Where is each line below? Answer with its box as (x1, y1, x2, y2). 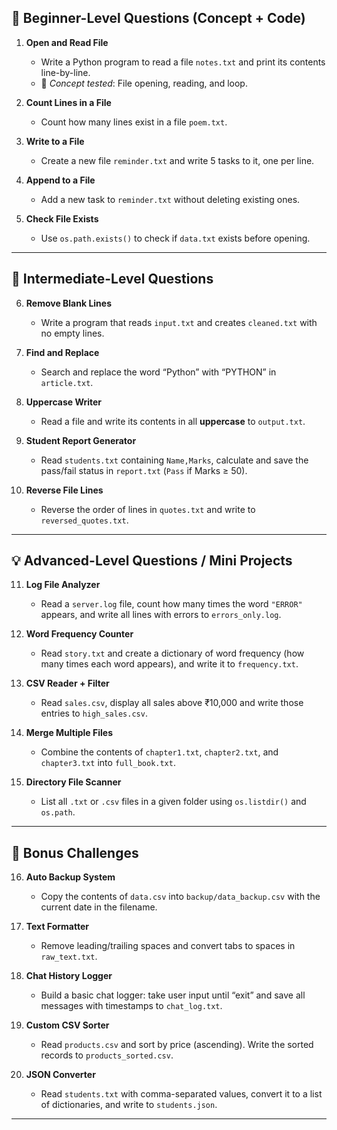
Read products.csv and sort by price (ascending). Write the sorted (40, 1039, 314, 1051)
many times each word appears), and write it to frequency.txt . (40, 658, 299, 670)
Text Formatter (25, 921, 89, 933)
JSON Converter (25, 1069, 96, 1081)
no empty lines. (40, 327, 105, 339)
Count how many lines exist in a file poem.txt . (40, 116, 228, 128)
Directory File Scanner (25, 776, 122, 788)
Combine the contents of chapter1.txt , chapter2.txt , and (40, 746, 279, 758)
